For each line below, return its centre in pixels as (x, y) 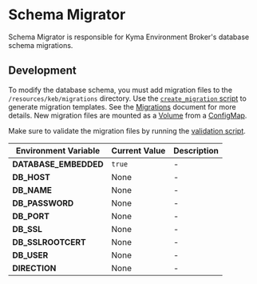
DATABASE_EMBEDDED (58, 164)
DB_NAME (32, 190)
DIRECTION (34, 268)
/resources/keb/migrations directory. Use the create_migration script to (128, 98)
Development (43, 71)
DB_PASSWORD (43, 203)
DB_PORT (31, 216)
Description (196, 150)
